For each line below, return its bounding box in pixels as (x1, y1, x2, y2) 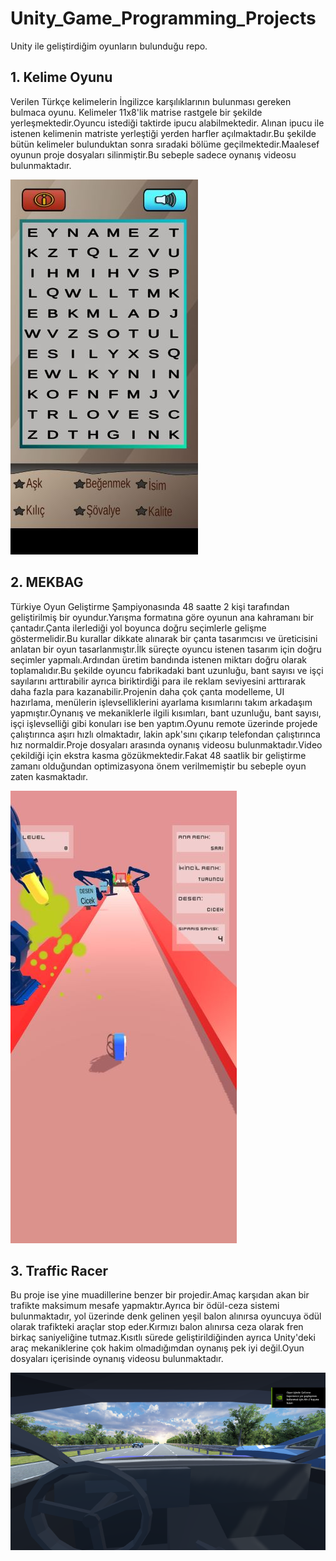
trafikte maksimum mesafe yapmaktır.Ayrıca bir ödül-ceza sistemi (10, 1300, 280, 1312)
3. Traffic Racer (10, 1262, 109, 1279)
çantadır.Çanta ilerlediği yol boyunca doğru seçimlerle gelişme (10, 622, 267, 634)
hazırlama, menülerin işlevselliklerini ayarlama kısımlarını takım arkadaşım (10, 696, 313, 708)
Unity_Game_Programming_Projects (10, 7, 317, 30)
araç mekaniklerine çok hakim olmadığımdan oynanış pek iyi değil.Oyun (10, 1342, 305, 1354)
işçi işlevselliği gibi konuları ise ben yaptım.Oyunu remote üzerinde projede (10, 717, 318, 729)
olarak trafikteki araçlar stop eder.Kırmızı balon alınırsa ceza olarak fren (10, 1321, 304, 1333)
